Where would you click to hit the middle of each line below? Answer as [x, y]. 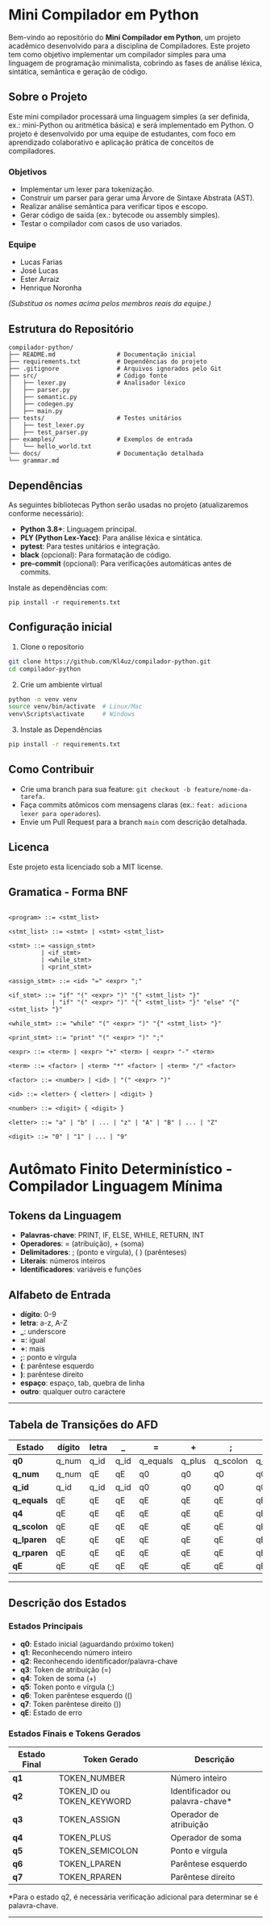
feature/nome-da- [223, 789]
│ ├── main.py [35, 411]
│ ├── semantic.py [43, 397]
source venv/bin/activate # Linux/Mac [75, 707]
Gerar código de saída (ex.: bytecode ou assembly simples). [120, 215]
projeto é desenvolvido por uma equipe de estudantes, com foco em [122, 133]
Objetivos [28, 171]
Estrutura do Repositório [71, 329]
